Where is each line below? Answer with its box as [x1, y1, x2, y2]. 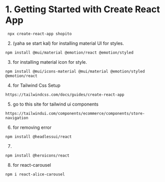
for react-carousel [12, 162, 51, 168]
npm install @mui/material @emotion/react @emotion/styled [5, 50, 134, 55]
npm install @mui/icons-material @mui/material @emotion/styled [5, 69, 145, 74]
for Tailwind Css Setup [12, 82, 60, 88]
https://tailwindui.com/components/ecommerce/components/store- [5, 111, 145, 116]
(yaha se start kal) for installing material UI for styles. [12, 40, 124, 46]
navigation [5, 115, 29, 120]
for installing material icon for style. [12, 59, 87, 65]
